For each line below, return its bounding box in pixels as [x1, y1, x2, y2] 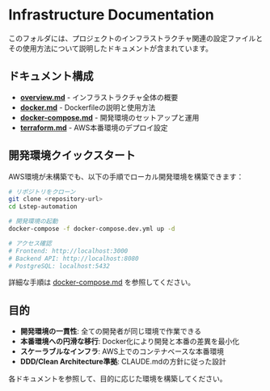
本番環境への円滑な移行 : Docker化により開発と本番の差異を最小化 [19, 337, 240, 347]
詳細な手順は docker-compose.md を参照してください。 [8, 277, 196, 288]
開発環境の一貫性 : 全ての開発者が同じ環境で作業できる [19, 326, 202, 336]
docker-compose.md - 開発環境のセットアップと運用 [19, 112, 200, 122]
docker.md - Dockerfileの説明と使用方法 [19, 103, 156, 112]
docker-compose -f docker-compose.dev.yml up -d [8, 225, 175, 233]
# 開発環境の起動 [8, 217, 58, 225]
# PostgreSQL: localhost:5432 [8, 262, 111, 270]
